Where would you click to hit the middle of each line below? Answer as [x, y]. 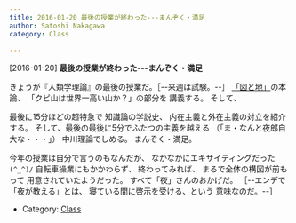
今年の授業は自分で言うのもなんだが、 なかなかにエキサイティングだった [142, 158]
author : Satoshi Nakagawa [57, 26]
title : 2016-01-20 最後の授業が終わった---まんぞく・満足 [108, 17]
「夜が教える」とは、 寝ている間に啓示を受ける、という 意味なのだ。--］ [143, 191]
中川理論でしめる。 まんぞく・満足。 [129, 139]
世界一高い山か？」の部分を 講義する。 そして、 [153, 98]
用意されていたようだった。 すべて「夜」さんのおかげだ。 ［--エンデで [156, 180]
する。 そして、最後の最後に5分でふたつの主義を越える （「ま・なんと [136, 128]
